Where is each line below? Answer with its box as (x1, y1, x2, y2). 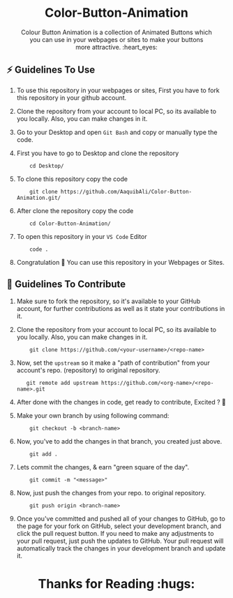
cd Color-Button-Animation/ (29, 220, 111, 227)
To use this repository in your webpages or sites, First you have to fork (16, 86, 220, 94)
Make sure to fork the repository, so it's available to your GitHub (16, 297, 201, 305)
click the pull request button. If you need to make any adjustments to (16, 529, 214, 537)
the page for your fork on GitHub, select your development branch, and (16, 522, 222, 530)
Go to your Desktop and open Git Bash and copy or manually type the (16, 128, 218, 136)
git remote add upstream (26, 379, 98, 386)
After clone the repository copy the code (16, 206, 134, 214)
